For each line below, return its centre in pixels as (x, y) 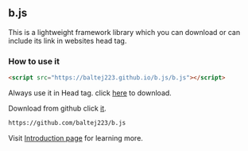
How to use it (34, 61)
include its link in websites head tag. (68, 41)
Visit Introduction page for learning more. (76, 137)
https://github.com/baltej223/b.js (67, 122)
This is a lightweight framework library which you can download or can (124, 32)
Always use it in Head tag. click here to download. (90, 93)
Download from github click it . (58, 108)
